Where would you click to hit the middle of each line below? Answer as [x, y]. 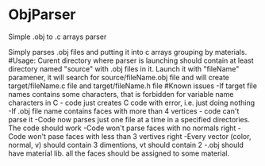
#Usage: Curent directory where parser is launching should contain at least [131, 60]
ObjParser [42, 15]
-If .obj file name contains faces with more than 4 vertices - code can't [124, 111]
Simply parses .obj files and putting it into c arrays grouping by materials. [128, 52]
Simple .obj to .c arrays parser [58, 37]
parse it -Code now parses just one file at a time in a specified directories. [129, 119]
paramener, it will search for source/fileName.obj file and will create [119, 77]
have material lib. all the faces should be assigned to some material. [119, 153]
